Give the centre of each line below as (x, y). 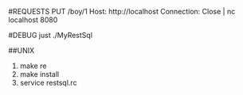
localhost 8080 (33, 20)
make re (33, 66)
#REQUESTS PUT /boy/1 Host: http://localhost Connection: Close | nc (122, 11)
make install (39, 74)
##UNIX (22, 50)
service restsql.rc (48, 83)
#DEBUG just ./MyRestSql (51, 35)
